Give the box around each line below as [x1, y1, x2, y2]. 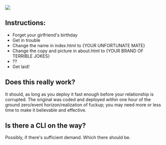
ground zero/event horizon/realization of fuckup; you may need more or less [5, 102, 161, 108]
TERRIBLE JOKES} [12, 53, 50, 59]
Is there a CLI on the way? [5, 122, 86, 130]
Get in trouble [12, 37, 41, 43]
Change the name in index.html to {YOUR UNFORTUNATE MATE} [12, 42, 145, 48]
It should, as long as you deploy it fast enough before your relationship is [5, 91, 154, 97]
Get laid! [12, 64, 30, 70]
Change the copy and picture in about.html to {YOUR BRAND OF [12, 48, 144, 54]
